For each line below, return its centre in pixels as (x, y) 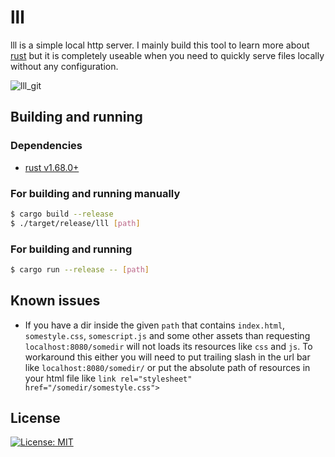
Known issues (55, 301)
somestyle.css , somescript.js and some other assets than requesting (167, 335)
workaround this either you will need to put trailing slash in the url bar (167, 357)
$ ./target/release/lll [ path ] (75, 223)
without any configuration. (64, 66)
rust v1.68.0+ (52, 167)
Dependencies (46, 146)
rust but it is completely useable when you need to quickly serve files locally (167, 55)
